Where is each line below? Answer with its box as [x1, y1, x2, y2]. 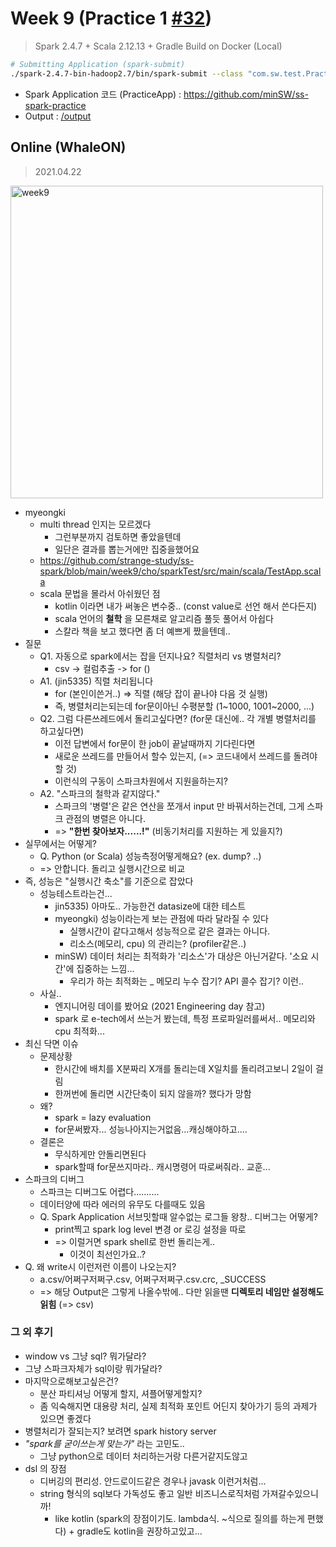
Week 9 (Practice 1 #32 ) [10, 7, 212, 30]
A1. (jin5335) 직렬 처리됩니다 [39, 675, 154, 687]
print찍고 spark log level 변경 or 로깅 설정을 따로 [54, 1223, 247, 1235]
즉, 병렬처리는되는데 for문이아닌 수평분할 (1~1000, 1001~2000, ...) [54, 700, 315, 712]
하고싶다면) [39, 725, 85, 737]
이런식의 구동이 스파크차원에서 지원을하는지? [54, 775, 228, 787]
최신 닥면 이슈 [24, 1037, 79, 1049]
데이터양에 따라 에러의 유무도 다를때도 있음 [39, 1198, 207, 1210]
